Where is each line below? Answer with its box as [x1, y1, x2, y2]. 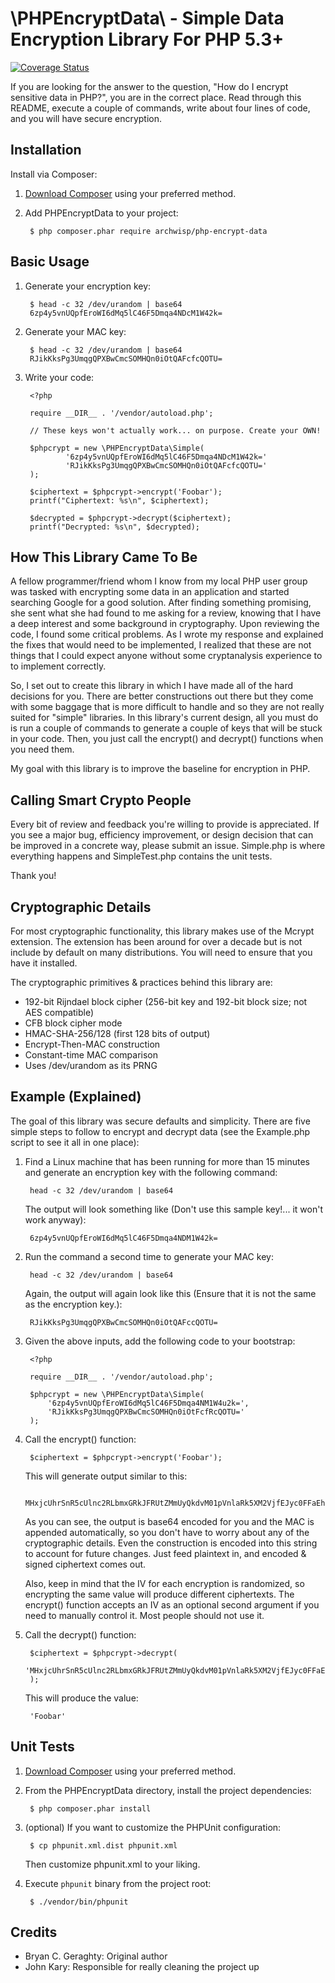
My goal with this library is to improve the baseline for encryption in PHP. [10, 763, 311, 775]
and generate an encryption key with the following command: [24, 1166, 278, 1178]
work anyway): [24, 1213, 87, 1226]
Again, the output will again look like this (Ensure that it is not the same [24, 1287, 317, 1299]
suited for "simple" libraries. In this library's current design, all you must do [10, 712, 319, 724]
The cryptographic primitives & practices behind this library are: [10, 977, 273, 988]
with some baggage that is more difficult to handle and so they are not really [10, 701, 325, 713]
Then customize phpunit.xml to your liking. [24, 1858, 201, 1870]
